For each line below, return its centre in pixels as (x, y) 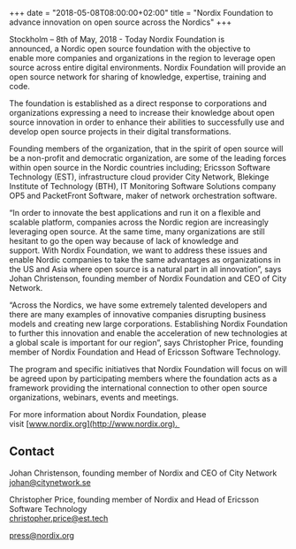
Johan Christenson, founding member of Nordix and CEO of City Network (143, 473)
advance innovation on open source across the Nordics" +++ (121, 22)
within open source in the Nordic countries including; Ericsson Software (140, 168)
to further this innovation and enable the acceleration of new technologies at (148, 333)
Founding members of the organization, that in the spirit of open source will (146, 149)
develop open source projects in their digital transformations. (120, 131)
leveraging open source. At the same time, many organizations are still (137, 232)
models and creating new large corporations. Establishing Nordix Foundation (149, 324)
